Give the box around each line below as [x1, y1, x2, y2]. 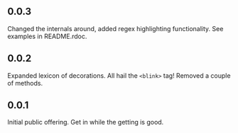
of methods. [7, 79, 43, 87]
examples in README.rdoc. [7, 32, 87, 40]
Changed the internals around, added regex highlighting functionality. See [7, 24, 224, 33]
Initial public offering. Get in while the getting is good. [7, 118, 164, 127]
